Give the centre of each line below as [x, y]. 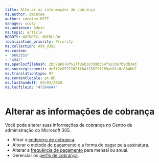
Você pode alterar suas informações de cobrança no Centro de [69, 125]
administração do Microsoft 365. [38, 130]
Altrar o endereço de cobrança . [44, 140]
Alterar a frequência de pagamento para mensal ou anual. [70, 150]
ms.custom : [16, 51]
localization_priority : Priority [39, 42]
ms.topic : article [24, 32]
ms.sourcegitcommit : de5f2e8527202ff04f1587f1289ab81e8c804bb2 [71, 69]
